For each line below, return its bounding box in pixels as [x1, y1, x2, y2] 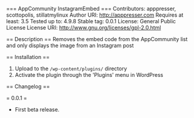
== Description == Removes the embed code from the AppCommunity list [6, 36, 188, 42]
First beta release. [14, 106, 60, 113]
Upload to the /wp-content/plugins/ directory [14, 65, 127, 72]
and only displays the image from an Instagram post [6, 42, 134, 49]
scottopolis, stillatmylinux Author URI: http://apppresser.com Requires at [6, 11, 184, 18]
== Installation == [6, 54, 50, 60]
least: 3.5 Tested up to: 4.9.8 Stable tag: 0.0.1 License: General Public [6, 18, 176, 24]
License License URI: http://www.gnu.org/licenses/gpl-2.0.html [6, 24, 161, 31]
